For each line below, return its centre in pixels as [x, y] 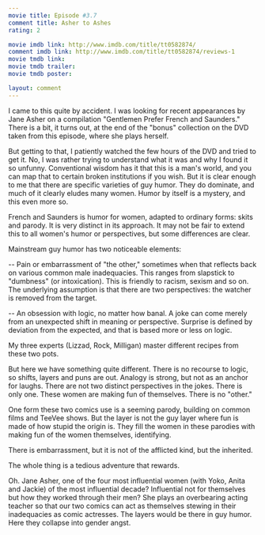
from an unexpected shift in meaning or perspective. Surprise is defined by [131, 322]
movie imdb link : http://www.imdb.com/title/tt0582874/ [102, 44]
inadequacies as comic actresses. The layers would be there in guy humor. [130, 514]
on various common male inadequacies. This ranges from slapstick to [121, 273]
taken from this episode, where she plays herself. [88, 136]
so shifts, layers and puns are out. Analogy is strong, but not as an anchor [128, 377]
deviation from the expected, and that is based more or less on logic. [120, 330]
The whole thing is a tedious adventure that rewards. [94, 465]
